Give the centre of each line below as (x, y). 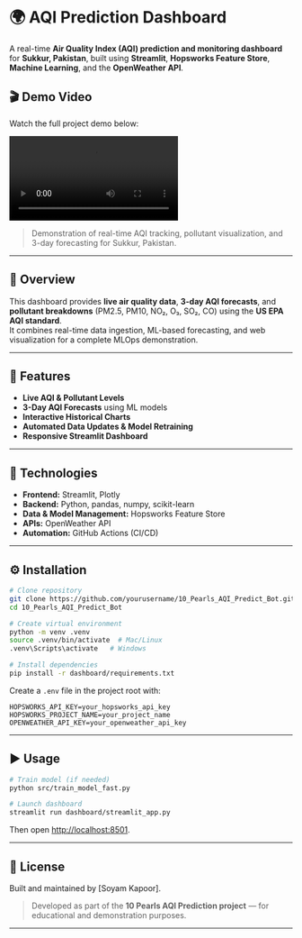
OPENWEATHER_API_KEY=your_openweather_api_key (98, 723)
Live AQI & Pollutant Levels (73, 398)
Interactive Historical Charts (76, 417)
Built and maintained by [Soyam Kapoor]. (85, 888)
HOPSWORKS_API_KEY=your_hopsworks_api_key (90, 707)
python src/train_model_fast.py (70, 788)
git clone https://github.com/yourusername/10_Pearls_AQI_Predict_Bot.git (152, 599)
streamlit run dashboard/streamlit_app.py (90, 813)
